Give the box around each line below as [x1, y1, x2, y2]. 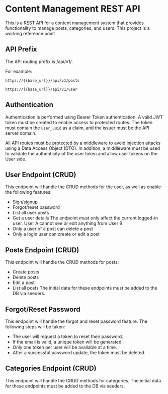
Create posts [12, 269, 39, 275]
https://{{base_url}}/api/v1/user [5, 87, 78, 92]
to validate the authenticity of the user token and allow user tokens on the [5, 150, 158, 156]
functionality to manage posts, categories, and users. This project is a [5, 25, 150, 31]
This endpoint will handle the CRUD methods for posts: [5, 259, 119, 265]
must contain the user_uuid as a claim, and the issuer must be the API [5, 125, 150, 131]
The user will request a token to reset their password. [12, 333, 123, 340]
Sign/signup [12, 199, 38, 205]
